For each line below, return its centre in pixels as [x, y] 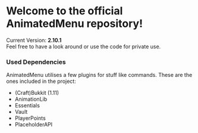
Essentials [27, 106]
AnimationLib [31, 99]
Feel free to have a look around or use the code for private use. [84, 47]
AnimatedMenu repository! [75, 24]
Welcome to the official [65, 11]
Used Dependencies [36, 62]
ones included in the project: [41, 81]
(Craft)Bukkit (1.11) [37, 93]
